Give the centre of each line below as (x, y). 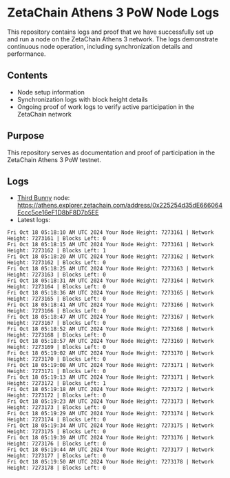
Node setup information (51, 92)
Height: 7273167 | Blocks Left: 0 (57, 323)
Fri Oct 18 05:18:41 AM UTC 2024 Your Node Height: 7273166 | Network (111, 305)
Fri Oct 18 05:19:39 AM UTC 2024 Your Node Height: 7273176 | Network (111, 438)
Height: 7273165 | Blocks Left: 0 (57, 299)
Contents (28, 76)
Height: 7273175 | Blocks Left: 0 (57, 432)
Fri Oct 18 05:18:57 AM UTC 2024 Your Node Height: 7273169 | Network (111, 341)
